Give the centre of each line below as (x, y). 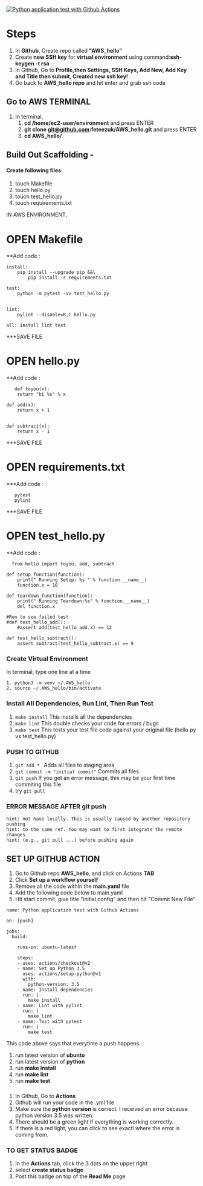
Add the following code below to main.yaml (69, 893)
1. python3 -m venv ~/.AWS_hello (48, 683)
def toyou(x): (32, 389)
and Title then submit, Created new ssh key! (72, 76)
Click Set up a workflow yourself (56, 880)
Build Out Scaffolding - (50, 155)
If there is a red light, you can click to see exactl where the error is (97, 1128)
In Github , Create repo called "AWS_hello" (69, 50)
